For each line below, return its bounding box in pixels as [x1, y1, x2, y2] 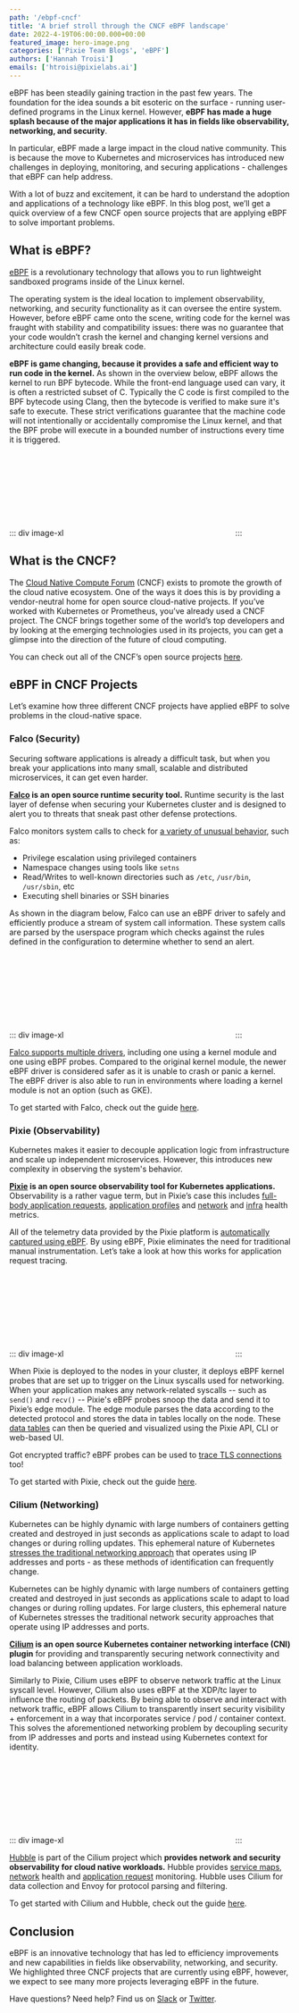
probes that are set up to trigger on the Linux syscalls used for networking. [9, 1375, 285, 1386]
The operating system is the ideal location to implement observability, [9, 293, 265, 304]
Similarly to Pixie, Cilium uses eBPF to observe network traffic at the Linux [9, 1675, 281, 1686]
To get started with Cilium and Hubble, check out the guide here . [9, 1898, 247, 1908]
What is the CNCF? [9, 553, 117, 568]
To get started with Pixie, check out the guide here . [9, 1476, 198, 1487]
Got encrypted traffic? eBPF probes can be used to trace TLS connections [9, 1449, 283, 1460]
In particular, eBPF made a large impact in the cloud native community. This [9, 142, 287, 153]
